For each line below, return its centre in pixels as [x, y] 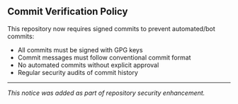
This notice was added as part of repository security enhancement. [106, 93]
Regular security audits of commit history [78, 72]
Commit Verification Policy [68, 12]
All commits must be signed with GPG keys [80, 50]
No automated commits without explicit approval [88, 65]
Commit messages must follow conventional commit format [104, 57]
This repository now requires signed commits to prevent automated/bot [111, 28]
